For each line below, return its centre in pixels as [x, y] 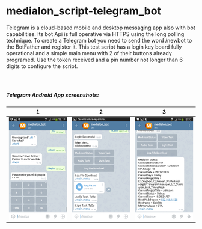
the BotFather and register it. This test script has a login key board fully [94, 47]
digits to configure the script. [42, 66]
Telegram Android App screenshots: [53, 95]
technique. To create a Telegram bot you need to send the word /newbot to [99, 40]
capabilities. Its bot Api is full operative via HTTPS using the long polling [95, 34]
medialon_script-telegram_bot [84, 11]
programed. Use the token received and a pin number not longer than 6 [95, 60]
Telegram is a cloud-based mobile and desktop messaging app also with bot [101, 28]
